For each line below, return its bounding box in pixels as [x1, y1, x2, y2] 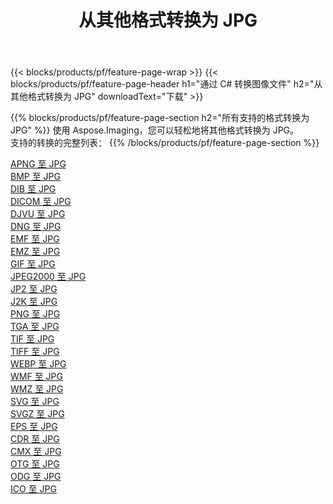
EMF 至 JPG [10, 233, 60, 245]
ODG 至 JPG [10, 471, 62, 483]
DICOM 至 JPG [10, 196, 72, 208]
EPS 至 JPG [10, 421, 58, 433]
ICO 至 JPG [10, 483, 57, 495]
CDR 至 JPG [10, 433, 60, 445]
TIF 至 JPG [10, 333, 55, 345]
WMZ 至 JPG [10, 383, 64, 395]
